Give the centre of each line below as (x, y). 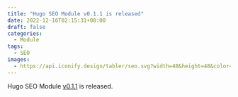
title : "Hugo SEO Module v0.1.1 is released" (75, 14)
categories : (25, 33)
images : (19, 60)
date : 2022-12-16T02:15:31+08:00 (57, 20)
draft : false (27, 27)
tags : (15, 46)
